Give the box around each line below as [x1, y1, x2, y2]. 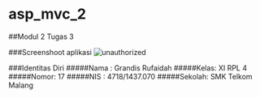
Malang [8, 80, 34, 90]
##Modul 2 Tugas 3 [8, 32, 75, 41]
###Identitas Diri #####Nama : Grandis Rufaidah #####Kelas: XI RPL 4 [8, 62, 248, 73]
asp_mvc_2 [8, 5, 87, 23]
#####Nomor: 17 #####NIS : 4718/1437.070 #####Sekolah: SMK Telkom [8, 71, 253, 81]
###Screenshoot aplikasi [8, 47, 92, 57]
